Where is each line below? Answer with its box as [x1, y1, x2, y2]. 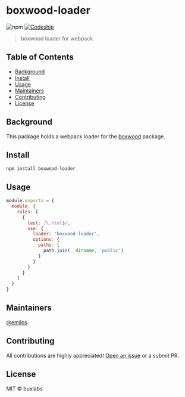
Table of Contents [6, 52, 74, 63]
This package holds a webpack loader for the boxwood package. [6, 132, 165, 140]
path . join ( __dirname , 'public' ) [43, 248, 124, 254]
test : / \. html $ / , [27, 220, 70, 226]
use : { [27, 225, 44, 231]
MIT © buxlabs [6, 385, 43, 392]
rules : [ [17, 209, 39, 215]
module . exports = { [6, 198, 55, 204]
